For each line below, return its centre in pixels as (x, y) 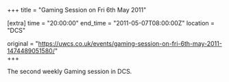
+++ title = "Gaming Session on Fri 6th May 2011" (77, 10)
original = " (23, 43)
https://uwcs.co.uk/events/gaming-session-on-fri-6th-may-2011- (130, 43)
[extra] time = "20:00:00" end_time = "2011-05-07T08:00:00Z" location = (111, 23)
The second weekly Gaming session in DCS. (70, 71)
